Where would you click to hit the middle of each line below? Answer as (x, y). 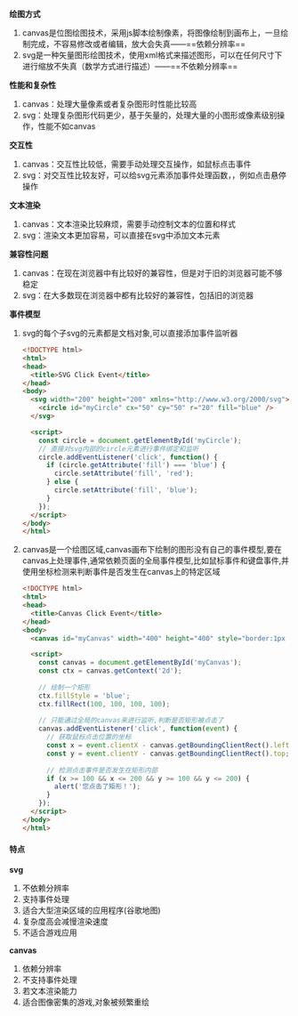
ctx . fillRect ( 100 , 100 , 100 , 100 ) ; (105, 704)
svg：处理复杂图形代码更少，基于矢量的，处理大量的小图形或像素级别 (149, 115)
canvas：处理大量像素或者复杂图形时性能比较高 (109, 104)
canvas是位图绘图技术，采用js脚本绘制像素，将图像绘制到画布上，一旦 (151, 33)
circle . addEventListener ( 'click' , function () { (128, 457)
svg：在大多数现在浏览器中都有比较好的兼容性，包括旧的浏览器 (138, 295)
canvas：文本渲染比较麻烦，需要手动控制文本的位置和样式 (129, 224)
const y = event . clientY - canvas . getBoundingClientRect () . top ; (168, 754)
